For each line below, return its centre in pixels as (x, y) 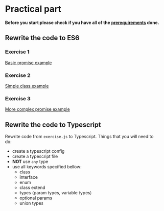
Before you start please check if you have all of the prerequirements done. (82, 23)
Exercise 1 (17, 52)
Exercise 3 (18, 98)
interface (29, 177)
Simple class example (27, 86)
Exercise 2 (18, 75)
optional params (36, 198)
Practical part (33, 9)
